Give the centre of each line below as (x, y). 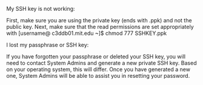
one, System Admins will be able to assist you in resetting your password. (98, 76)
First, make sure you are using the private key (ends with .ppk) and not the (99, 20)
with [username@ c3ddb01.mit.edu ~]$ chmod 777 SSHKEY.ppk (87, 33)
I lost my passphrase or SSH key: (48, 45)
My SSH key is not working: (41, 9)
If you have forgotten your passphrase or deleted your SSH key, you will (96, 56)
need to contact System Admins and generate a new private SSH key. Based (101, 63)
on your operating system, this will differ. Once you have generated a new (98, 69)
